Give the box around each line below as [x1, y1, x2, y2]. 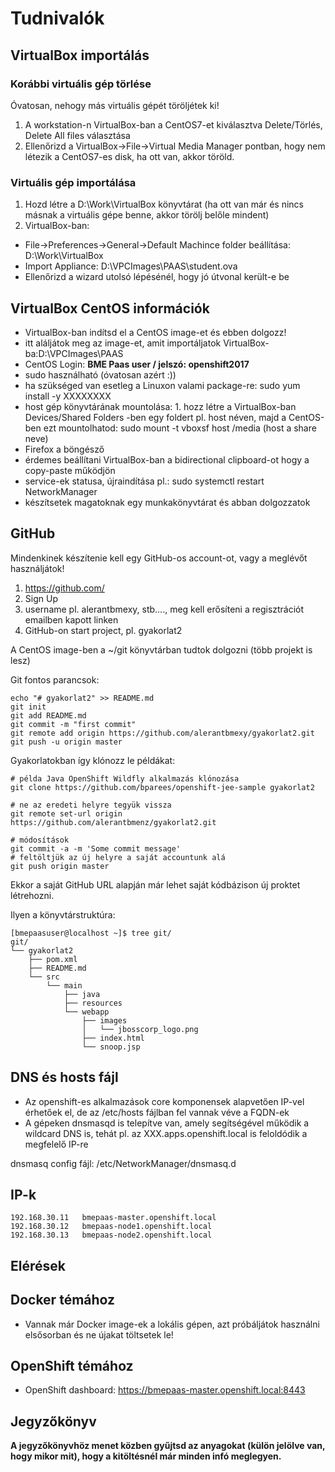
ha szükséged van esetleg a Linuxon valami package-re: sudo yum [24, 379, 301, 391]
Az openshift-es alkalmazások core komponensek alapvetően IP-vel [24, 1095, 305, 1107]
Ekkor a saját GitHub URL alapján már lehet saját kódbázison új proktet [10, 878, 301, 891]
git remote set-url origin [10, 808, 123, 819]
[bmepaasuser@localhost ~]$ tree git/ [10, 928, 172, 938]
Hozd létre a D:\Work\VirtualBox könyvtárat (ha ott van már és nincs [24, 198, 304, 211]
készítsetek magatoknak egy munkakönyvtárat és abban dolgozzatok [24, 496, 311, 508]
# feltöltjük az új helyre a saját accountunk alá [10, 852, 226, 862]
